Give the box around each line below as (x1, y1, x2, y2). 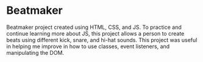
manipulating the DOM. (6, 49, 65, 56)
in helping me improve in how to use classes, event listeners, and (6, 43, 170, 50)
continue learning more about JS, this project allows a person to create (6, 29, 185, 37)
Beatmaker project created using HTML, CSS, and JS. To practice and (6, 23, 182, 31)
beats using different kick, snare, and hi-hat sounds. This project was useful (6, 36, 198, 43)
